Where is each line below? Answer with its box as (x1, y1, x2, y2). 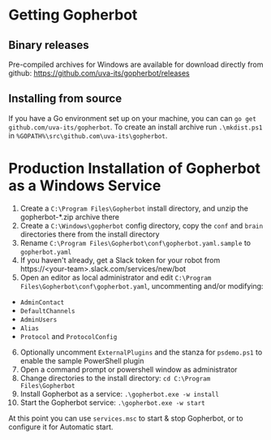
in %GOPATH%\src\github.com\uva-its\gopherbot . (8, 130, 168, 140)
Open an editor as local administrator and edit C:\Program (19, 272, 212, 282)
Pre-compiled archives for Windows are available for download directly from (8, 59, 264, 69)
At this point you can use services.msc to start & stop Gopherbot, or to (8, 413, 243, 423)
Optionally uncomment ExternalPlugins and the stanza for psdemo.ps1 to (19, 347, 263, 357)
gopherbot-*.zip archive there (19, 211, 120, 221)
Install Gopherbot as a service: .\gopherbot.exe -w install (19, 389, 219, 399)
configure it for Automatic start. (8, 421, 114, 432)
